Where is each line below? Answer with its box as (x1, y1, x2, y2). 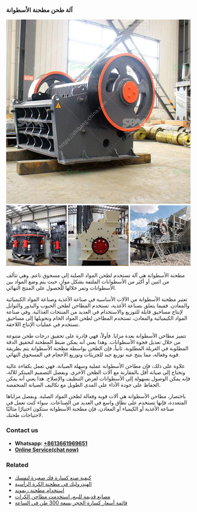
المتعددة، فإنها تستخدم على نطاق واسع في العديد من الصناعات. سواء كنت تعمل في (6, 399, 188, 406)
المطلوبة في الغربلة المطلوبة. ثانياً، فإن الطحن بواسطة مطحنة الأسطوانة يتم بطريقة (6, 345, 189, 352)
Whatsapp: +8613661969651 (14, 439, 87, 447)
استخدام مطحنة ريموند (14, 487, 65, 494)
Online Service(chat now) (14, 446, 79, 453)
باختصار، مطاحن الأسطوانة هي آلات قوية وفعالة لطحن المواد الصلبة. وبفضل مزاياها (6, 393, 186, 400)
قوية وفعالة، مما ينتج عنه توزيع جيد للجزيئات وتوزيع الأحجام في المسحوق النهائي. (6, 351, 180, 358)
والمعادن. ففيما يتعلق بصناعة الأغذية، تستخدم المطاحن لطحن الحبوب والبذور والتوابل (6, 302, 190, 309)
